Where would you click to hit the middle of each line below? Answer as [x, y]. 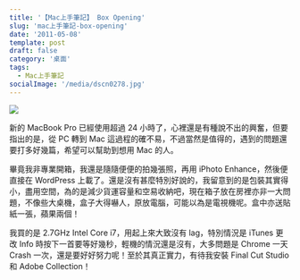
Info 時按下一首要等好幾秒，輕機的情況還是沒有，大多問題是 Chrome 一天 [154, 243]
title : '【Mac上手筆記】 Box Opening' [77, 17]
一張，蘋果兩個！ [48, 213]
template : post [37, 42]
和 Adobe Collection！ [50, 266]
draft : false [33, 51]
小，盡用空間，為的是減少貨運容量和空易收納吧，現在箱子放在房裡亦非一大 [146, 191]
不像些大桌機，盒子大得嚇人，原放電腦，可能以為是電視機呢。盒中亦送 [154, 202]
